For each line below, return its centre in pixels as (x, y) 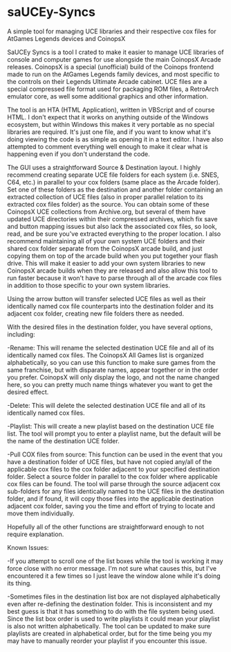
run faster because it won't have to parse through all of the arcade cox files (114, 277)
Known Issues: (28, 547)
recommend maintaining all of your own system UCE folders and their (106, 241)
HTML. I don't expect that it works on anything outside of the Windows (108, 117)
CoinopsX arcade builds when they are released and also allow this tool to (112, 271)
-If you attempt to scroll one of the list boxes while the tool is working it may (115, 561)
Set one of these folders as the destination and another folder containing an (115, 189)
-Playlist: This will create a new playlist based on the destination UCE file (111, 426)
